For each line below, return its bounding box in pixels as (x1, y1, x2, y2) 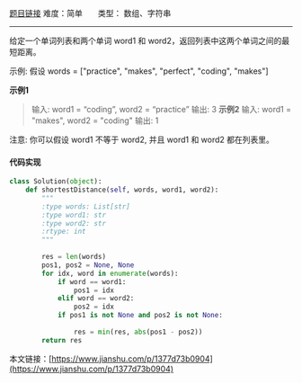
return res (41, 335, 83, 344)
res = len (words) (41, 253, 106, 262)
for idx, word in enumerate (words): (41, 269, 179, 278)
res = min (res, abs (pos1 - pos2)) (73, 327, 203, 336)
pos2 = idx (73, 302, 115, 312)
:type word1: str (41, 210, 106, 219)
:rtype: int (41, 227, 87, 236)
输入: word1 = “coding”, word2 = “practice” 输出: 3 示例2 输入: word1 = (31, 104, 292, 114)
